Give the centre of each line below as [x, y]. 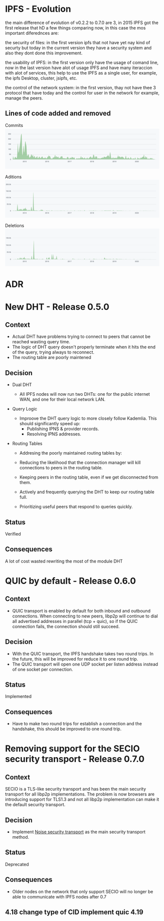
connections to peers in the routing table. [61, 468]
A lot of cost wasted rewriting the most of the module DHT [64, 561]
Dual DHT [22, 385]
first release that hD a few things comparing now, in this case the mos [75, 27]
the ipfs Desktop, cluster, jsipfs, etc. [41, 78]
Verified [13, 534]
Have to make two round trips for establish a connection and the [77, 724]
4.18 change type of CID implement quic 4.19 [74, 912]
